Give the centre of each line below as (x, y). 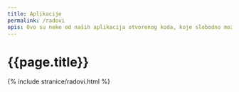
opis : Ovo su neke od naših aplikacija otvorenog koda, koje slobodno (114, 27)
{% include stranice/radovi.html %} (59, 81)
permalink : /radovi (36, 21)
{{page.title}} (48, 62)
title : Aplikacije (34, 14)
